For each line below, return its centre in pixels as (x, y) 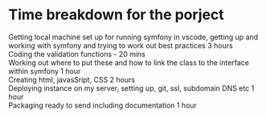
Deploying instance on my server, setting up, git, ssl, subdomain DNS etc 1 (131, 88)
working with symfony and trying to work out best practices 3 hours (121, 45)
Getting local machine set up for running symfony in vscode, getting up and (133, 37)
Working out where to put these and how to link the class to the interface (129, 63)
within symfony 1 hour (45, 71)
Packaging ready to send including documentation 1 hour (102, 105)
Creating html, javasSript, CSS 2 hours (72, 79)
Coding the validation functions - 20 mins (77, 54)
